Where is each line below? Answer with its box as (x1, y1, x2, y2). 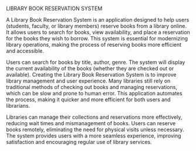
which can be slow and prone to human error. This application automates (6, 90, 183, 97)
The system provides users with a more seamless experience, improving (6, 132, 181, 139)
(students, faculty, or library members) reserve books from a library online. (6, 23, 187, 29)
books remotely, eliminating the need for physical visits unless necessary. (6, 126, 184, 133)
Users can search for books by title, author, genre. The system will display (6, 59, 185, 66)
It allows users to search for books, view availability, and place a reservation (6, 29, 191, 36)
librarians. (6, 102, 31, 109)
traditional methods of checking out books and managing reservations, (6, 84, 178, 90)
